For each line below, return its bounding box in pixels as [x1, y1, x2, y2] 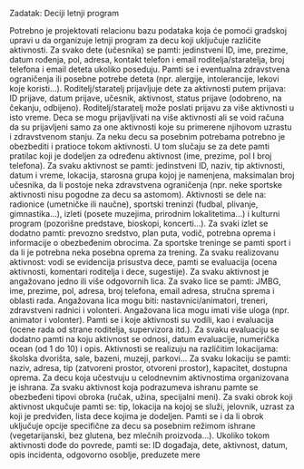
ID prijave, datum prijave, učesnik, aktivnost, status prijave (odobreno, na [9, 93, 282, 103]
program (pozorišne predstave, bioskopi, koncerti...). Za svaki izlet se [9, 218, 269, 229]
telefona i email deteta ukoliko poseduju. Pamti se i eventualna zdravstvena [9, 64, 290, 74]
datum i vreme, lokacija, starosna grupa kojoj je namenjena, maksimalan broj [9, 170, 295, 181]
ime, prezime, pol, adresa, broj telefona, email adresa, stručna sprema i [9, 286, 275, 296]
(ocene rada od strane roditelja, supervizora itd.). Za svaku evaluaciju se [9, 324, 279, 335]
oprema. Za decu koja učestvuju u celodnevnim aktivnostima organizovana [9, 372, 289, 383]
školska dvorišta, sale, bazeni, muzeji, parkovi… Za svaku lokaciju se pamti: [9, 353, 291, 364]
